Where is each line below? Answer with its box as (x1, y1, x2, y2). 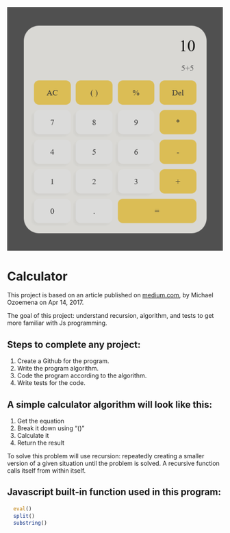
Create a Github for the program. (16, 357, 110, 365)
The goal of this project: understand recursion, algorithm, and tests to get (7, 312, 214, 320)
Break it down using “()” (16, 424, 85, 432)
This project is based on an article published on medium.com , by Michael (7, 291, 214, 299)
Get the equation (16, 417, 65, 425)
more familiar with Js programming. (7, 319, 107, 327)
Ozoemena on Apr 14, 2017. (7, 298, 84, 307)
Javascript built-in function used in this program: (7, 486, 221, 498)
